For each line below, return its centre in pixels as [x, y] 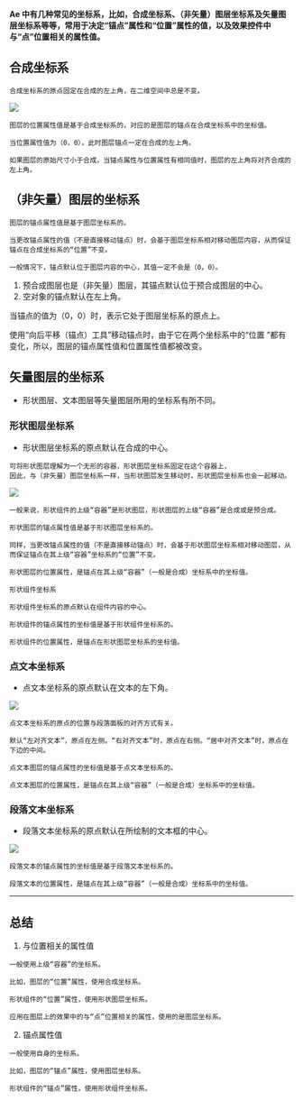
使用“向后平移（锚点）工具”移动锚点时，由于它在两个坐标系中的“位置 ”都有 [148, 335]
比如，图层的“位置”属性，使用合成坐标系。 [78, 982]
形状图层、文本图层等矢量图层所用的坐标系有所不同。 [121, 400]
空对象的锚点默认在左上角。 [74, 296]
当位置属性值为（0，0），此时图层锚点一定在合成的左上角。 [102, 142]
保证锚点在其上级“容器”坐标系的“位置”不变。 [88, 555]
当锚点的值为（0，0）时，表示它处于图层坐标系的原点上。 [117, 316]
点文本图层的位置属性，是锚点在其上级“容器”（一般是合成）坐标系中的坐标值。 [134, 785]
